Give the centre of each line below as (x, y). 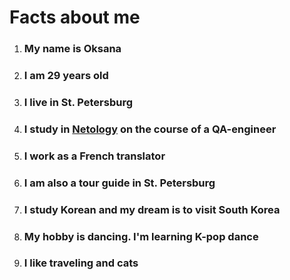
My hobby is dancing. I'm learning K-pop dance (141, 236)
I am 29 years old (66, 76)
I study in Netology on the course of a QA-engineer (150, 129)
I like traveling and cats (81, 263)
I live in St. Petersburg (78, 102)
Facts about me (75, 17)
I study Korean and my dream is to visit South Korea (152, 209)
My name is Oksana (72, 49)
